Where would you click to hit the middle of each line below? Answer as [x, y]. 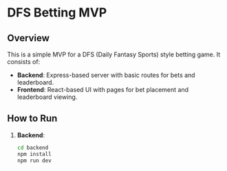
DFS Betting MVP [57, 13]
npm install [34, 154]
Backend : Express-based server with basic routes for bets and [106, 75]
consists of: [24, 62]
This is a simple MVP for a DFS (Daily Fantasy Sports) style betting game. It [114, 54]
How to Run [32, 118]
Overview [29, 38]
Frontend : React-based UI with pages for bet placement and [103, 90]
